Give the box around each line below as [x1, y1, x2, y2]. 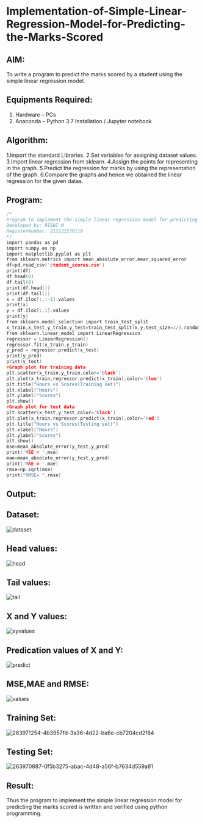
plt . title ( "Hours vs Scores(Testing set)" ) [6, 421, 119, 427]
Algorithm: [6, 135, 48, 146]
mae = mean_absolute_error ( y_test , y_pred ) [6, 455, 111, 461]
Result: [6, 780, 34, 791]
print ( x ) [6, 302, 29, 308]
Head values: [6, 544, 58, 554]
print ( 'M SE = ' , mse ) [6, 450, 59, 456]
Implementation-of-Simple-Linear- [6, 4, 187, 18]
